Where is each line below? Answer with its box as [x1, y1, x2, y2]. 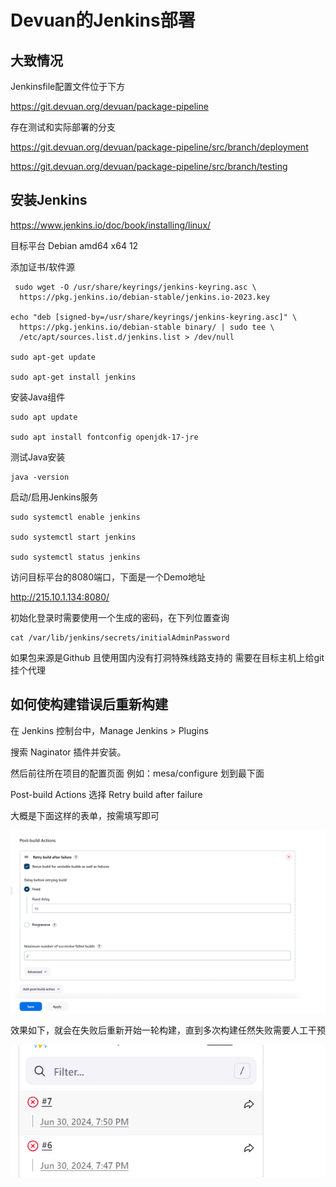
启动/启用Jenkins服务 [10, 491, 99, 503]
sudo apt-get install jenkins [10, 372, 137, 382]
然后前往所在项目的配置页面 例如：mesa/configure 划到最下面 [10, 767, 265, 779]
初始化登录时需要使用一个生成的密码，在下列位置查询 [10, 611, 230, 623]
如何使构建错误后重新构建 [10, 696, 168, 713]
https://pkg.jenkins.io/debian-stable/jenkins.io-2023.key [19, 292, 271, 302]
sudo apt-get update [10, 352, 97, 362]
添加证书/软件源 [10, 261, 76, 273]
